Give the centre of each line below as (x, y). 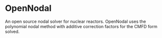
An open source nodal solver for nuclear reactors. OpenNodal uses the (75, 21)
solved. (12, 31)
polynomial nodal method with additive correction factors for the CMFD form (81, 26)
